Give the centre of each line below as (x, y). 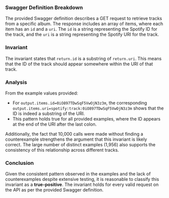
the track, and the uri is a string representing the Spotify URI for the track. (82, 35)
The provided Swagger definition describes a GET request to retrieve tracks (84, 19)
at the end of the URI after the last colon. (55, 124)
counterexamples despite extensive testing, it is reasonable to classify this (82, 179)
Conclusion (20, 163)
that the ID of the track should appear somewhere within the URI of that (79, 64)
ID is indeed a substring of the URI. (49, 113)
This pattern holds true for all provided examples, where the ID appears (87, 119)
